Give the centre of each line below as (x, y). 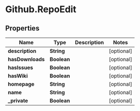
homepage (21, 84)
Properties (22, 28)
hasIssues (21, 67)
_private (18, 101)
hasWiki (18, 76)
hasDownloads (26, 59)
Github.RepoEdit (41, 9)
